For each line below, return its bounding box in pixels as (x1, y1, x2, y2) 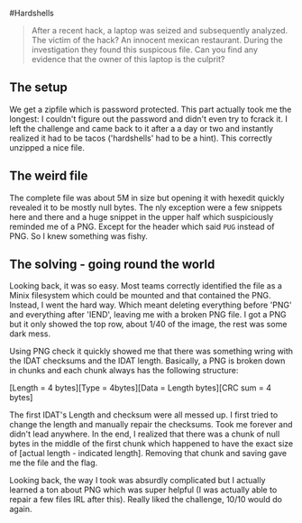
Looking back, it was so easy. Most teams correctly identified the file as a (9, 280, 282, 291)
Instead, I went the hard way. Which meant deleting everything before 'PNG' (9, 299, 292, 310)
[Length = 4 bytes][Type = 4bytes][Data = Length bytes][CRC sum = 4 (9, 382, 272, 393)
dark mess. (9, 328, 51, 339)
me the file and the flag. (9, 457, 98, 468)
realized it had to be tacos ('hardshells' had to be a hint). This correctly (9, 133, 273, 143)
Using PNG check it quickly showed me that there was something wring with (9, 346, 294, 357)
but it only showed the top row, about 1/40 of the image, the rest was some (9, 319, 288, 330)
